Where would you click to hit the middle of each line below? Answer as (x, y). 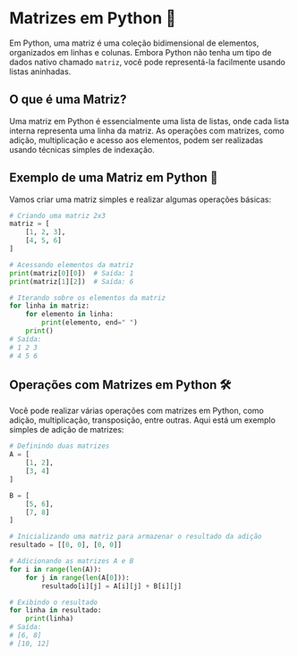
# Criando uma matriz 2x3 (57, 215)
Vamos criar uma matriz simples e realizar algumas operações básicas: (140, 199)
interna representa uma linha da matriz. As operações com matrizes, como (147, 130)
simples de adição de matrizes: (67, 430)
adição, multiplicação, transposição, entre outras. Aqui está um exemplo (142, 420)
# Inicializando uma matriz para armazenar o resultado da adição (136, 537)
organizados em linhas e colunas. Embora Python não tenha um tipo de (140, 52)
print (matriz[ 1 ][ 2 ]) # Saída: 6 (72, 282)
